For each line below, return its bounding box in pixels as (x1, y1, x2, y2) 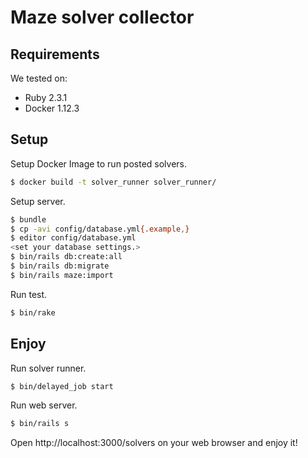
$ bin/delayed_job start (10, 381, 114, 391)
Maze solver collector (10, 6, 195, 29)
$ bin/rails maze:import (10, 270, 114, 280)
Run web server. (10, 399, 78, 411)
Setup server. (10, 195, 66, 207)
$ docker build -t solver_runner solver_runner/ (10, 177, 217, 187)
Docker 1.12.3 (24, 102, 80, 114)
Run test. (10, 288, 48, 300)
